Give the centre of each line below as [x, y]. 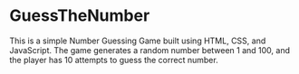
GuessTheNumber [80, 16]
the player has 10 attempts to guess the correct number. [114, 60]
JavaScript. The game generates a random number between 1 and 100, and [150, 50]
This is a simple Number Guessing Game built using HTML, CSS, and [138, 41]
